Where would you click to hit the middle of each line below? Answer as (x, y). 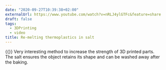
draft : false (19, 19)
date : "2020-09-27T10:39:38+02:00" (42, 10)
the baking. (17, 62)
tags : (11, 24)
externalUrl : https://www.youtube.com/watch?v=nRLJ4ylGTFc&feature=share (83, 14)
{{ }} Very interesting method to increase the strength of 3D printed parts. (80, 51)
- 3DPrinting (23, 28)
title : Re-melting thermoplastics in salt (50, 38)
